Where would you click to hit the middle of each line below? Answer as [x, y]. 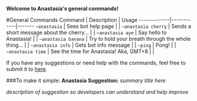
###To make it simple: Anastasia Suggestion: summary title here [86, 80]
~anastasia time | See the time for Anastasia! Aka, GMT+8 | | [80, 51]
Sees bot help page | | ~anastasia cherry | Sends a [129, 26]
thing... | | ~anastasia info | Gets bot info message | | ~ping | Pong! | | [91, 45]
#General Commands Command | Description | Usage [72, 20]
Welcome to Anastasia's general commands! [62, 9]
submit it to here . [27, 69]
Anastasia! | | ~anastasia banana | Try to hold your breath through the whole [98, 39]
